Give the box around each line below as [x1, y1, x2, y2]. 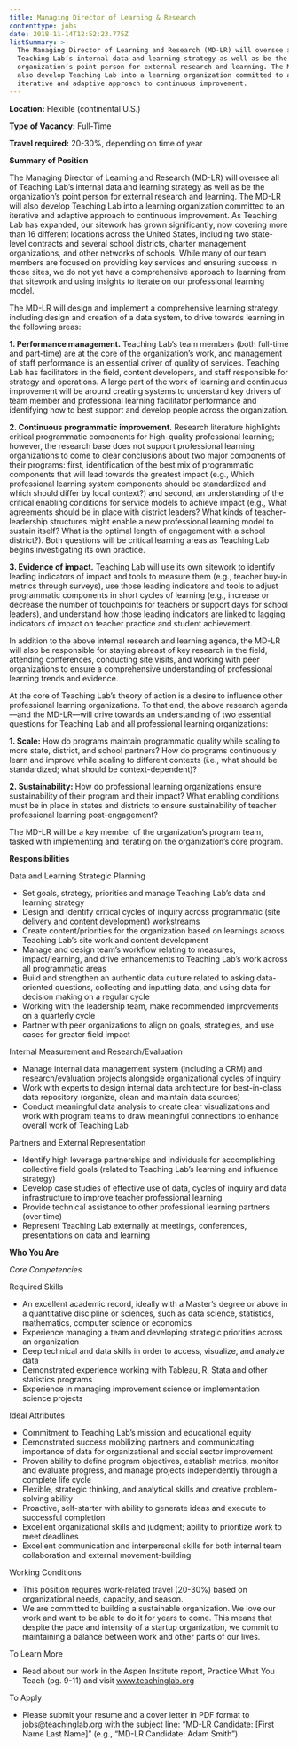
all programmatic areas [21, 963, 106, 973]
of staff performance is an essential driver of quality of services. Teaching [9, 357, 280, 368]
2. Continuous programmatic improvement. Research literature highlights [9, 421, 281, 432]
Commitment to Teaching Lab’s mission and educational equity [21, 1427, 252, 1437]
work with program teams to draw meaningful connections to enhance [21, 1110, 279, 1121]
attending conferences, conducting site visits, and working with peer [9, 654, 260, 665]
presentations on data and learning [21, 1230, 151, 1240]
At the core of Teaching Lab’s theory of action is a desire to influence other [9, 689, 283, 701]
